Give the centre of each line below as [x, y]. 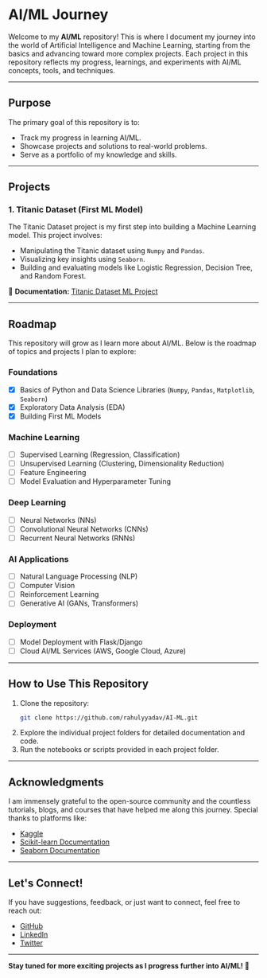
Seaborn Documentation [60, 851]
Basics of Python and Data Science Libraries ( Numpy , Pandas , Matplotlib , [137, 390]
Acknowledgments [56, 782]
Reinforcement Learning [59, 594]
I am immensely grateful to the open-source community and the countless [130, 801]
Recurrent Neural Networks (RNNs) [77, 538]
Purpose [30, 103]
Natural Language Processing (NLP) [79, 577]
